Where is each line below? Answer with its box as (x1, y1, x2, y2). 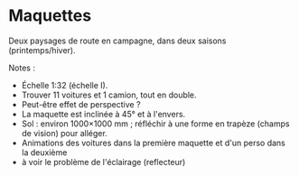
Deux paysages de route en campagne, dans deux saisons (8, 35, 227, 46)
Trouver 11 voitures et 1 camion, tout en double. (21, 89, 197, 100)
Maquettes (8, 5, 92, 26)
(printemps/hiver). (8, 44, 76, 55)
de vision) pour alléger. (21, 127, 107, 138)
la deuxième (21, 146, 68, 158)
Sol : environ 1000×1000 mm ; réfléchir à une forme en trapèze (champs (21, 118, 290, 129)
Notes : (8, 62, 35, 73)
